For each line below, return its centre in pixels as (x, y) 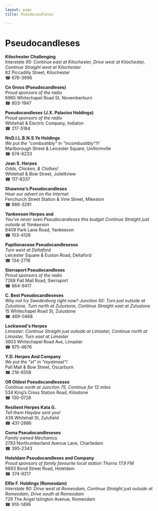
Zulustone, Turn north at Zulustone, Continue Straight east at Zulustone (78, 306)
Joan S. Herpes (21, 163)
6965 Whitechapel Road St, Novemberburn (49, 98)
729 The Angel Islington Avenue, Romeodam (50, 499)
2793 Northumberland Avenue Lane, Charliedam (54, 443)
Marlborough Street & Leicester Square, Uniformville (58, 148)
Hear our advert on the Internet (37, 194)
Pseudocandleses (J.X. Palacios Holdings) (49, 113)
